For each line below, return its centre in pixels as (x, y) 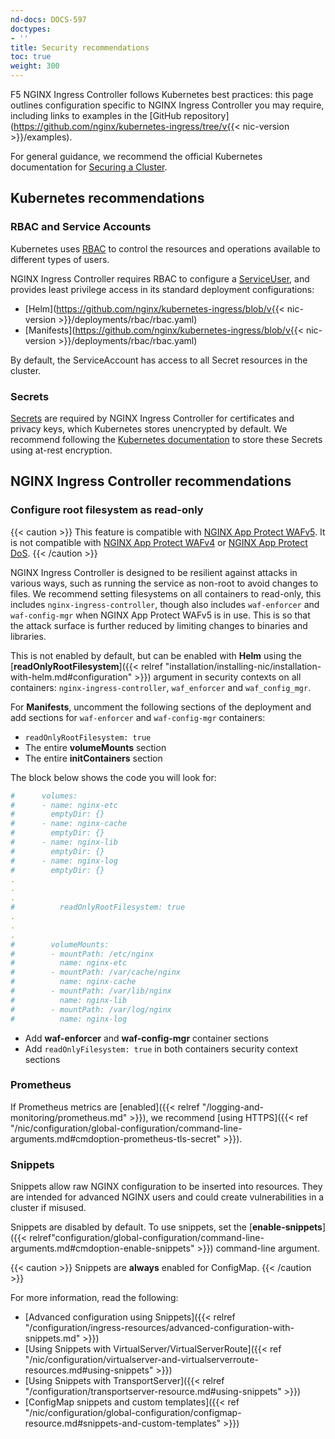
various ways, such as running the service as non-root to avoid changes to (164, 583)
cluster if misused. (48, 1208)
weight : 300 (35, 66)
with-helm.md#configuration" (71, 677)
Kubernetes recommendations (107, 198)
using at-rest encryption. (61, 450)
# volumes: (44, 796)
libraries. (28, 636)
